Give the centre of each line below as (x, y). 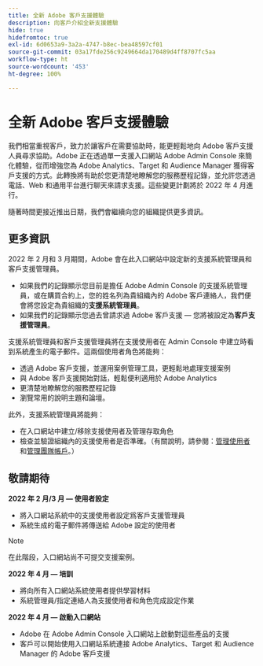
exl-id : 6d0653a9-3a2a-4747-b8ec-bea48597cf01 (86, 45)
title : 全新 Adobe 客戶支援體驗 (56, 15)
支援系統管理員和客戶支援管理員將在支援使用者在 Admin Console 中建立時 (128, 342)
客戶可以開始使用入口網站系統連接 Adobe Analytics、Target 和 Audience (137, 644)
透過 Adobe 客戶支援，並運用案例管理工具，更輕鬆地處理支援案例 (125, 368)
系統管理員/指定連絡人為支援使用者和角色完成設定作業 (107, 601)
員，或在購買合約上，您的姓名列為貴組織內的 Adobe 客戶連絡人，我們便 (135, 295)
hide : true (26, 30)
